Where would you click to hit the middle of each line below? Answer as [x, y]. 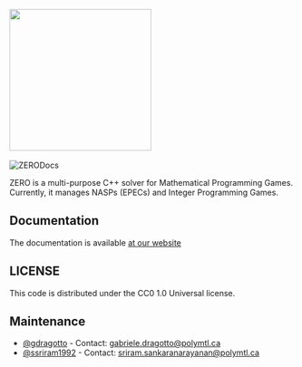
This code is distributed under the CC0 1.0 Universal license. [122, 293]
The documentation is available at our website [95, 242]
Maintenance [48, 322]
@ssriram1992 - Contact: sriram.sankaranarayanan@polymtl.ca [141, 353]
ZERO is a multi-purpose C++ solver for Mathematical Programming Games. [151, 183]
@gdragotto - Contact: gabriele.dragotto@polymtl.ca [122, 343]
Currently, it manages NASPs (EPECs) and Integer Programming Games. [144, 192]
